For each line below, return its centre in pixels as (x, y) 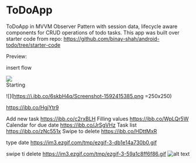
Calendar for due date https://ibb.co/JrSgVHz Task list (71, 125)
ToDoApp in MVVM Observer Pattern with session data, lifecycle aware (92, 26)
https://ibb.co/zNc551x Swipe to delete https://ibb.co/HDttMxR (82, 131)
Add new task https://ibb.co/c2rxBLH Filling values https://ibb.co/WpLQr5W (97, 119)
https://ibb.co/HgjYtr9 (32, 107)
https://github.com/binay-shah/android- (111, 39)
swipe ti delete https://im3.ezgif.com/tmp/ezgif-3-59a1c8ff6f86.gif (86, 154)
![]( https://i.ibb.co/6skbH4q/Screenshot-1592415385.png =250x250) (89, 96)
